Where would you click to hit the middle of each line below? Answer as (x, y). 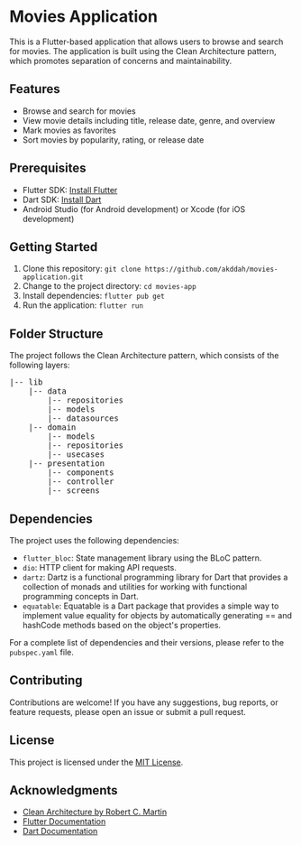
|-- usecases (76, 455)
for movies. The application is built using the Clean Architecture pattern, (143, 51)
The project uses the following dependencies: (95, 540)
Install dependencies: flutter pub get (93, 296)
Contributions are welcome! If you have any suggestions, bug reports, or (144, 702)
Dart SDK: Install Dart (62, 200)
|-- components (81, 473)
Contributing (46, 680)
